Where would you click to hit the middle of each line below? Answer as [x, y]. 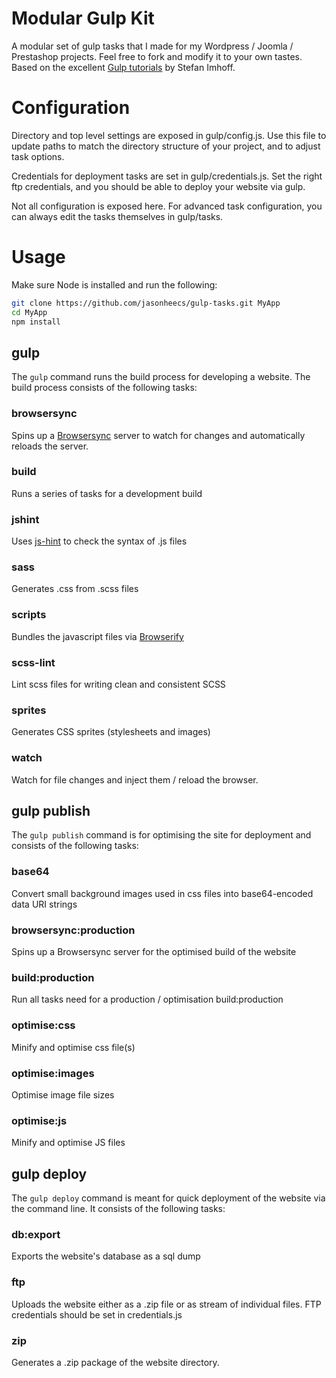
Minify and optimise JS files [68, 1143]
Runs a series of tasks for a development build [107, 493]
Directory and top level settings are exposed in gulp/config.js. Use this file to [169, 135]
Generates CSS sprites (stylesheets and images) [111, 732]
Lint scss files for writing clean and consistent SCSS [118, 684]
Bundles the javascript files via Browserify [97, 636]
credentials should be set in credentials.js [97, 1314]
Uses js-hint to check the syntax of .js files [99, 541]
